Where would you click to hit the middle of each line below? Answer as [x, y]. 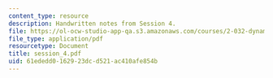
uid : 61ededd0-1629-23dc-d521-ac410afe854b [83, 62]
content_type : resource [49, 16]
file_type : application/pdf [56, 39]
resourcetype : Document [49, 46]
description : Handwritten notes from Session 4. [92, 24]
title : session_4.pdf [45, 54]
